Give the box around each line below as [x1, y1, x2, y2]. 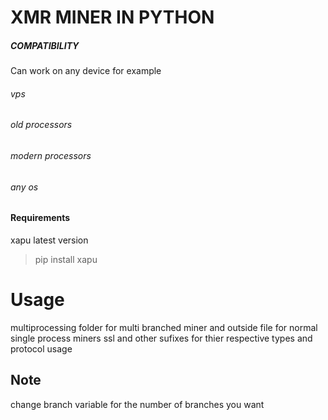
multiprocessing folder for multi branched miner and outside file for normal [10, 321, 318, 333]
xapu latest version [10, 234, 89, 246]
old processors [10, 119, 73, 131]
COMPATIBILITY [10, 39, 80, 51]
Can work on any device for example [10, 65, 162, 77]
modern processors [10, 149, 92, 161]
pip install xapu [34, 253, 98, 265]
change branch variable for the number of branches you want [10, 398, 265, 410]
